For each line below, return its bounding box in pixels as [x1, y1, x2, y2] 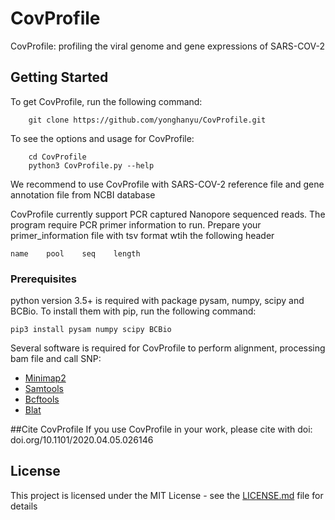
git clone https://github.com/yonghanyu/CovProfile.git [28, 115, 267, 125]
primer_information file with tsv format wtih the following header [10, 229, 275, 241]
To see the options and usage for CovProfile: [10, 132, 195, 144]
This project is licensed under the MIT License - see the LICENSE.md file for [10, 489, 324, 501]
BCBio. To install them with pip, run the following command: [10, 305, 257, 317]
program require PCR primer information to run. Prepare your [10, 218, 262, 231]
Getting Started [10, 69, 109, 86]
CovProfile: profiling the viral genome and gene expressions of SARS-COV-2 [10, 40, 326, 52]
